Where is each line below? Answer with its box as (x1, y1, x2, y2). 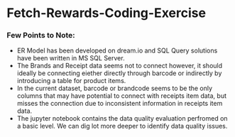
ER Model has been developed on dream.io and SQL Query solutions (16, 46, 218, 55)
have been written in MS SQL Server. (16, 54, 125, 62)
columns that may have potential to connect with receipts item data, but (16, 92, 226, 100)
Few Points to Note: (6, 31, 75, 40)
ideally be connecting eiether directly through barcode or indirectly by (16, 69, 222, 77)
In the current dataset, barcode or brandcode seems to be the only (16, 84, 213, 93)
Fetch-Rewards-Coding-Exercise (6, 5, 207, 21)
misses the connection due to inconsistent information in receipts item (16, 99, 223, 108)
